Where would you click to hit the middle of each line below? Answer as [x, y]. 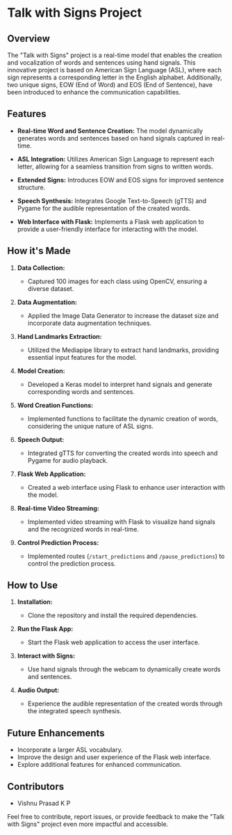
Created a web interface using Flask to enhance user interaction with [126, 487]
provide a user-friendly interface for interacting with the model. [108, 229]
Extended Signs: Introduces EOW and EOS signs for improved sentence [121, 180]
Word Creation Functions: [55, 405]
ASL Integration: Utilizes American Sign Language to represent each [116, 159]
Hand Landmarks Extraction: [59, 336]
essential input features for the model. [82, 357]
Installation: [35, 602]
